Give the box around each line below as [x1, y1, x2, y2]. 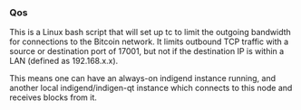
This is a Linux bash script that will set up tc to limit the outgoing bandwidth [9, 27, 292, 38]
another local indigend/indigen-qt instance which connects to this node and [9, 83, 293, 94]
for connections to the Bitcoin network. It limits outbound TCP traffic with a [9, 36, 289, 47]
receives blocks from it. [9, 92, 98, 103]
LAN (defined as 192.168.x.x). [9, 56, 119, 67]
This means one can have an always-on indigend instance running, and [9, 73, 277, 84]
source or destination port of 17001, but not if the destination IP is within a [9, 46, 285, 57]
